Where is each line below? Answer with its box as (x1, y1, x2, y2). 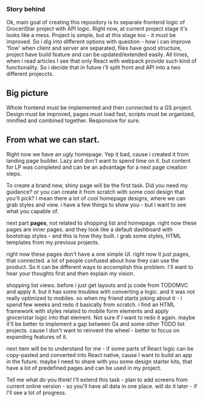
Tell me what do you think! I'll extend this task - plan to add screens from (6, 376, 188, 383)
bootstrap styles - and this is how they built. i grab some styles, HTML (6, 232, 182, 239)
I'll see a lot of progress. (6, 389, 67, 396)
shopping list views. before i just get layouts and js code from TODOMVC (6, 281, 188, 288)
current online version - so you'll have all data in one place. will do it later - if (6, 382, 198, 390)
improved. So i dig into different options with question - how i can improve (6, 38, 191, 46)
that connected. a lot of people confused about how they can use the (6, 257, 179, 264)
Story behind (6, 5, 45, 13)
